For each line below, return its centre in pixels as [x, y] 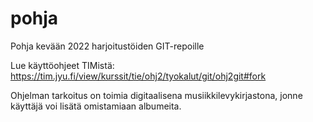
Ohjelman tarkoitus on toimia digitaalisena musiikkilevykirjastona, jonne [156, 95]
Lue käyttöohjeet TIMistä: [62, 65]
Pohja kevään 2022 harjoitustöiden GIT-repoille [107, 46]
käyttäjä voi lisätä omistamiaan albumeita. [96, 106]
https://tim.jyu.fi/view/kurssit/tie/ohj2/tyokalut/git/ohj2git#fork [138, 76]
